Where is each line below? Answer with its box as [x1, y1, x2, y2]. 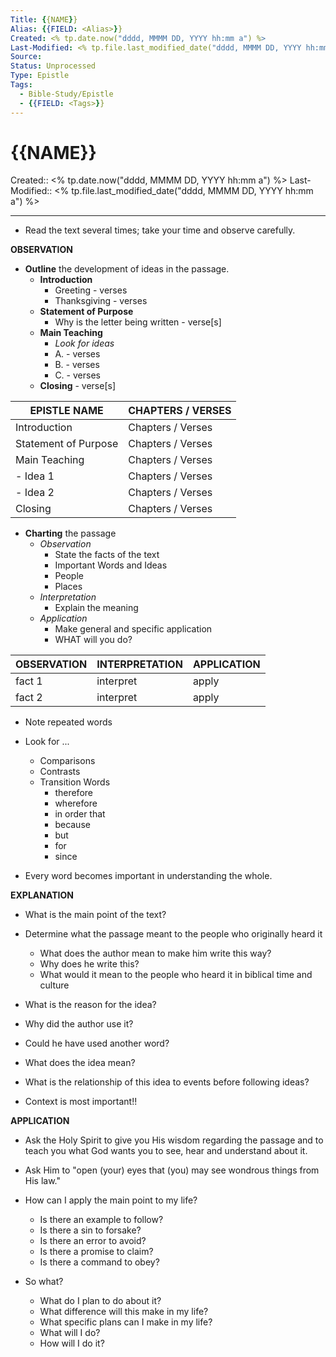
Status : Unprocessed [10, 61, 97, 71]
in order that [54, 808, 106, 820]
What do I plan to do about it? [39, 1295, 162, 1307]
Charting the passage [24, 527, 117, 540]
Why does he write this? [39, 958, 140, 970]
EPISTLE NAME [29, 404, 104, 418]
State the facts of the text [54, 549, 160, 561]
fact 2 [15, 691, 43, 705]
